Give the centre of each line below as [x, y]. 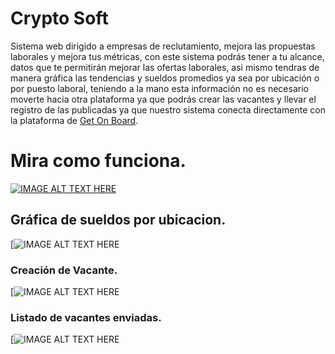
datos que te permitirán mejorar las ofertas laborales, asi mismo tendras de [165, 67]
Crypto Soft [59, 18]
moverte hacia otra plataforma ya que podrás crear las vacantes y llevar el [163, 99]
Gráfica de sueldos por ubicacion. [118, 220]
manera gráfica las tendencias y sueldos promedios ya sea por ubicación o [165, 78]
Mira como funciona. [98, 161]
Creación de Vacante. [64, 270]
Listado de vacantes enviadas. [86, 317]
